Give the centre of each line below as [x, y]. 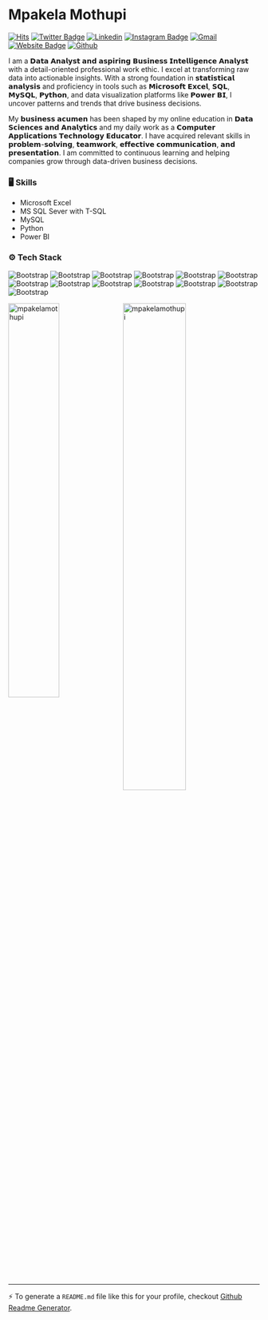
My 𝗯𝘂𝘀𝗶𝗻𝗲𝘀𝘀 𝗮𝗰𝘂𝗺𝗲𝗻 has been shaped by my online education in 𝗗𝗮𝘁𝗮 [131, 118]
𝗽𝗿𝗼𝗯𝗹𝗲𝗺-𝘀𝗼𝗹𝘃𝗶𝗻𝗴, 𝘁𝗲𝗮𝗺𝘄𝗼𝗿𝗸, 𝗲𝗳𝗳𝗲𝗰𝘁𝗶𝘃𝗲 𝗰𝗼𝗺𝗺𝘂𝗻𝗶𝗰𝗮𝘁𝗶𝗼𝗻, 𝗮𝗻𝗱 [122, 144]
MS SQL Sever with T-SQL [63, 211]
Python [32, 229]
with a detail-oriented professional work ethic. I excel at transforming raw [129, 69]
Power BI [35, 237]
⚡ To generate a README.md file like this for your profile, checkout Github [125, 1296]
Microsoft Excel [45, 203]
